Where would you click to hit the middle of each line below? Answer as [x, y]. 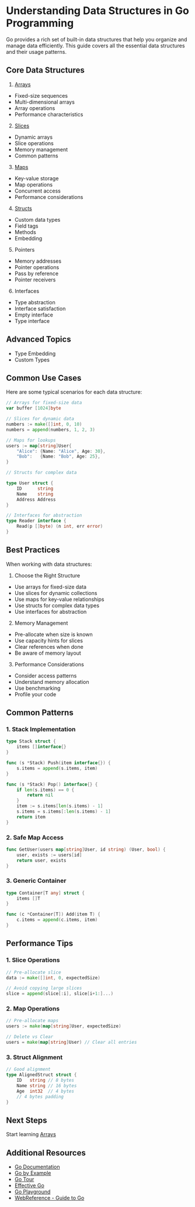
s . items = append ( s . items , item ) [57, 768]
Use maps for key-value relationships [59, 599]
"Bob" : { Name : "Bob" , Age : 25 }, [58, 457]
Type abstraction [35, 302]
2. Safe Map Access [35, 837]
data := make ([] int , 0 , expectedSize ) [53, 978]
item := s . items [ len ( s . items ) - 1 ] [60, 806]
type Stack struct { [31, 741]
